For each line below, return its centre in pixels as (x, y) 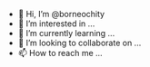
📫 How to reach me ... (60, 53)
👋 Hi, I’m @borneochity (61, 14)
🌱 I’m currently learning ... (66, 33)
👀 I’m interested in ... (56, 24)
